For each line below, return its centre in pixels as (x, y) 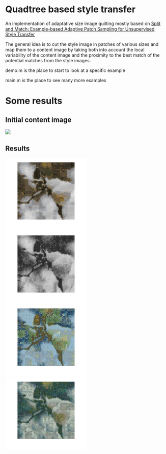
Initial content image (38, 120)
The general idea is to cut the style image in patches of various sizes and (82, 44)
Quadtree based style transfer (71, 9)
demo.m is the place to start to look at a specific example (65, 70)
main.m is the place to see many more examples (56, 80)
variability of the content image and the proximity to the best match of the (82, 55)
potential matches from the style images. (48, 60)
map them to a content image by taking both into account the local (75, 49)
